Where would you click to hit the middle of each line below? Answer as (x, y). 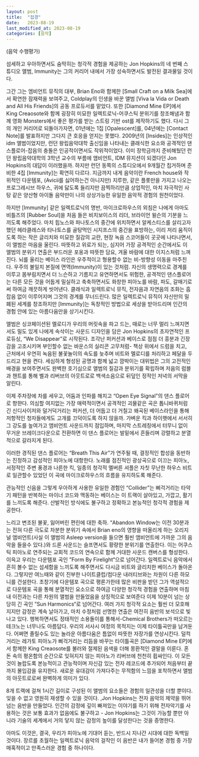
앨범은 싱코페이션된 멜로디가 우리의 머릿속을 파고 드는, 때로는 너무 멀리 (87, 324)
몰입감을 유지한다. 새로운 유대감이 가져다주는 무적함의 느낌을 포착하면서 (99, 671)
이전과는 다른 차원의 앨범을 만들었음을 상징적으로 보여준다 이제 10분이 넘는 (98, 597)
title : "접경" (24, 17)
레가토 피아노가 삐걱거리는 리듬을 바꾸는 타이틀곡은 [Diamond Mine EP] (105, 641)
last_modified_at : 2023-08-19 (44, 28)
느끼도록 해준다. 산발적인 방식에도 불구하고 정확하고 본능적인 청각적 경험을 (98, 503)
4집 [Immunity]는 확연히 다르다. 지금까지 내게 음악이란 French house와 (100, 173)
